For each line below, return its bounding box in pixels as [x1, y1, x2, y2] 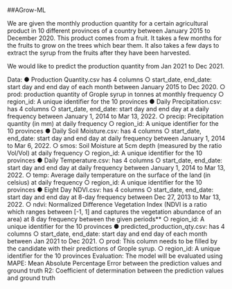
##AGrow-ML [7, 6, 46, 14]
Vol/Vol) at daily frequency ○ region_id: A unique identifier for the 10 [7, 149, 203, 157]
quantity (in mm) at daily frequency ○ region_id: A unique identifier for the [7, 120, 220, 127]
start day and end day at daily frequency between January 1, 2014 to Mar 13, [7, 164, 226, 171]
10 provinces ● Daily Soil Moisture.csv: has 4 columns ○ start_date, [7, 127, 202, 135]
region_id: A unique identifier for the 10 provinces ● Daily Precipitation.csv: [7, 97, 222, 106]
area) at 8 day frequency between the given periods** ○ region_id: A [7, 215, 205, 223]
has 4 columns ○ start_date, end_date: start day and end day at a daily [7, 105, 209, 113]
